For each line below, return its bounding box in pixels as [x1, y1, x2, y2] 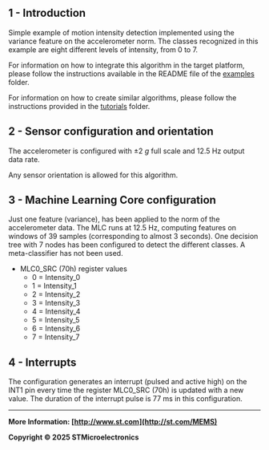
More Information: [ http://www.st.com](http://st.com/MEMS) [8, 417, 218, 427]
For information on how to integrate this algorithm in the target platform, [8, 60, 246, 70]
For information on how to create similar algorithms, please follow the [8, 92, 237, 103]
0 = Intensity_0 [31, 273, 81, 282]
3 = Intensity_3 [31, 298, 81, 308]
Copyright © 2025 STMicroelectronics [8, 432, 139, 442]
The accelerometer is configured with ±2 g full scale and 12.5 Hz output [8, 146, 245, 156]
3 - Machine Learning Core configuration [8, 193, 216, 207]
